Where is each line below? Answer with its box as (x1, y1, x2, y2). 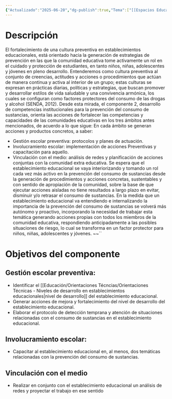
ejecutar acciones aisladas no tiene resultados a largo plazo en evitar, (12, 187, 160, 193)
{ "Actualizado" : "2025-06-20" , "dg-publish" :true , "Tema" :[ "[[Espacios (5, 7, 155, 13)
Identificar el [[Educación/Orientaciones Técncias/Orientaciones (12, 282, 148, 288)
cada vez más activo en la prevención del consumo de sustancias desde (12, 170, 166, 176)
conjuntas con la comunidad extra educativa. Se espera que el (12, 160, 145, 166)
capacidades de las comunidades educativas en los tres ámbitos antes (5, 117, 155, 123)
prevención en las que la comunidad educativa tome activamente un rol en (5, 57, 163, 63)
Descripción (5, 29, 58, 41)
